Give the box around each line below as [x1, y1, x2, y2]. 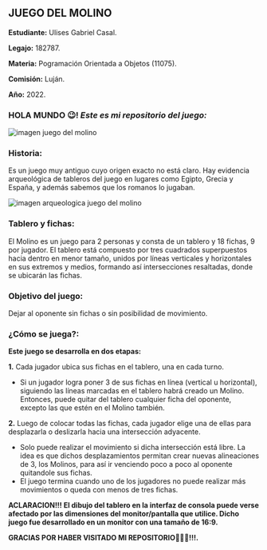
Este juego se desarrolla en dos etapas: [8, 347, 142, 357]
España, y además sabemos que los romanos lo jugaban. [8, 183, 195, 193]
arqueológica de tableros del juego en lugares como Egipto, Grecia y [8, 174, 234, 184]
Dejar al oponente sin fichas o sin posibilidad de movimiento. [8, 309, 208, 318]
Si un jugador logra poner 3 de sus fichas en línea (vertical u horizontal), [19, 377, 257, 387]
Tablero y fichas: [8, 218, 75, 229]
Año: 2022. [8, 90, 46, 99]
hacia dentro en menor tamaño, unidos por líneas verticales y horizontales [8, 253, 253, 263]
